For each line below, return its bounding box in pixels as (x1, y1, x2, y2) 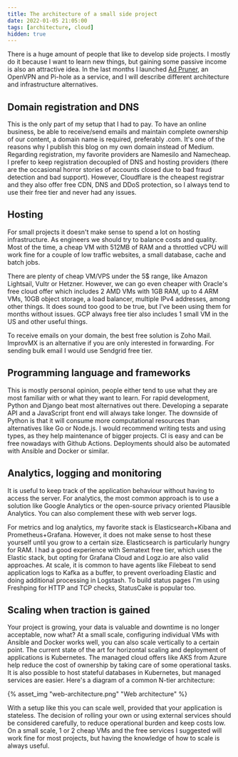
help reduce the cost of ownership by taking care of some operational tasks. (7, 661, 232, 669)
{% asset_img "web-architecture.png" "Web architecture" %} (7, 690, 187, 698)
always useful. (7, 741, 50, 750)
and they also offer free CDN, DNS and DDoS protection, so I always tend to (7, 181, 230, 189)
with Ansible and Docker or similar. (7, 447, 110, 455)
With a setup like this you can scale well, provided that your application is (7, 703, 223, 712)
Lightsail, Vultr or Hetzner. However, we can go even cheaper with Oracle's (7, 279, 228, 288)
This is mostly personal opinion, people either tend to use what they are (7, 386, 218, 395)
